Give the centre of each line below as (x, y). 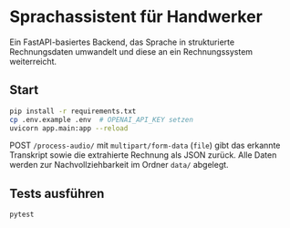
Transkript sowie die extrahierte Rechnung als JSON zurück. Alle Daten (143, 155)
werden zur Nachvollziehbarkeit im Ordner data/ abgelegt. (119, 165)
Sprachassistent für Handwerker (136, 17)
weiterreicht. (33, 61)
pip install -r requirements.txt (73, 111)
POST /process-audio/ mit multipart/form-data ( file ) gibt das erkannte (145, 145)
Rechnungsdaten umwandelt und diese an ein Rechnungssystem (131, 51)
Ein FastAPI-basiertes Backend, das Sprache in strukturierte (122, 42)
